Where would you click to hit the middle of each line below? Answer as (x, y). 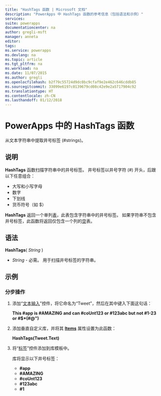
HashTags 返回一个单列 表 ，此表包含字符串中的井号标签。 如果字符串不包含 (81, 215)
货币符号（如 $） (29, 204)
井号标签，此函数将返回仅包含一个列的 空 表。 (50, 221)
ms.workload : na (21, 69)
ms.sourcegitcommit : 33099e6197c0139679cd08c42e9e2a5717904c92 (71, 87)
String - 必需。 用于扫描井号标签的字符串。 (55, 260)
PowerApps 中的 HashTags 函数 (70, 126)
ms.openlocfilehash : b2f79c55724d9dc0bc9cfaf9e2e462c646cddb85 (71, 82)
